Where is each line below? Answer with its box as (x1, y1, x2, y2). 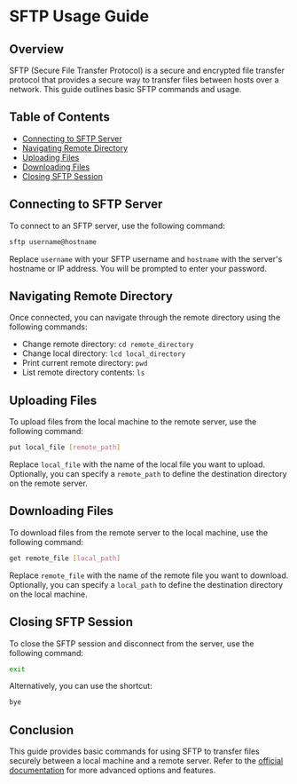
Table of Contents (9, 109, 111, 125)
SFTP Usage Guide (9, 6, 150, 27)
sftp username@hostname (9, 237, 98, 246)
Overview (9, 42, 65, 57)
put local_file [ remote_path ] (9, 443, 121, 452)
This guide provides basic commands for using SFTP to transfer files (9, 746, 260, 756)
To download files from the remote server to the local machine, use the (9, 527, 269, 538)
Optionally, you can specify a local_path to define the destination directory (9, 579, 284, 590)
